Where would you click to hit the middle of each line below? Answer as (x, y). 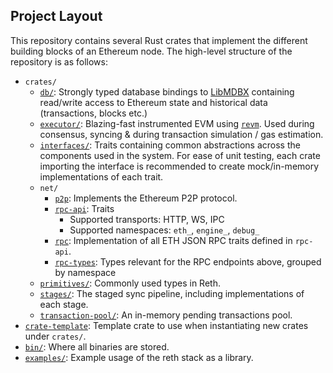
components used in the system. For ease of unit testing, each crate (180, 155)
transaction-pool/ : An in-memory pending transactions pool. (166, 315)
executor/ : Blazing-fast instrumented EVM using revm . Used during (177, 123)
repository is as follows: (59, 61)
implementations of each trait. (101, 176)
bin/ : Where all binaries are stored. (97, 346)
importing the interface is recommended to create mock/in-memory (179, 166)
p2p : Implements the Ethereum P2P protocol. (146, 198)
